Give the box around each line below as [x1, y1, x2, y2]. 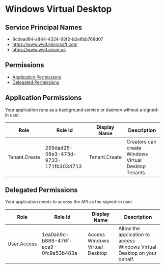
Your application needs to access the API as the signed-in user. [5, 199, 134, 205]
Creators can [126, 138, 157, 145]
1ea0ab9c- [41, 231, 69, 238]
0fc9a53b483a [41, 250, 78, 257]
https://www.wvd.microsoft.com [12, 41, 78, 47]
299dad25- [45, 144, 73, 151]
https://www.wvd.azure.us [12, 47, 66, 52]
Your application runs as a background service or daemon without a [5, 107, 142, 113]
